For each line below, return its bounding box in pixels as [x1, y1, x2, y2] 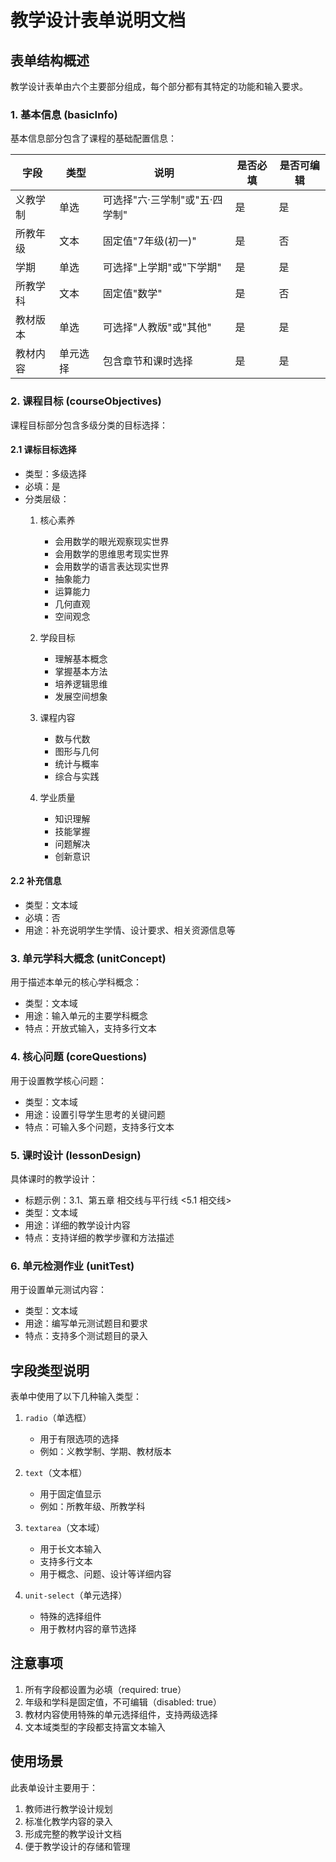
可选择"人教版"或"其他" [102, 321, 212, 335]
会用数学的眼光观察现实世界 [54, 535, 170, 547]
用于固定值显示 [39, 1488, 102, 1500]
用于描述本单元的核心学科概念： [10, 976, 142, 988]
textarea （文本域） [24, 1522, 106, 1533]
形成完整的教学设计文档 [24, 1827, 122, 1840]
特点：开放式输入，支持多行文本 [24, 1022, 157, 1035]
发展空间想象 [54, 690, 108, 702]
